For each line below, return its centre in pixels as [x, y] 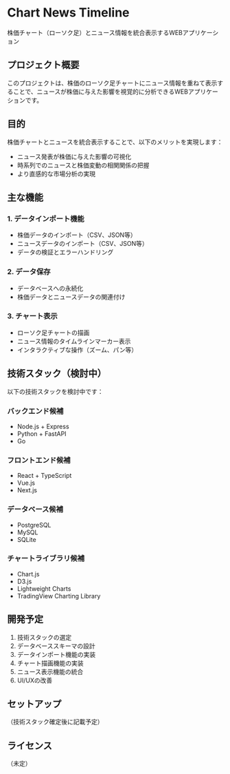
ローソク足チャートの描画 [53, 333]
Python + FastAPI [42, 433]
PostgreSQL [34, 525]
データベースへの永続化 [50, 288]
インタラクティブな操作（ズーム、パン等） [77, 350]
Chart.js [28, 574]
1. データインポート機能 [46, 218]
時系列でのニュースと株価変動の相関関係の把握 [83, 165]
